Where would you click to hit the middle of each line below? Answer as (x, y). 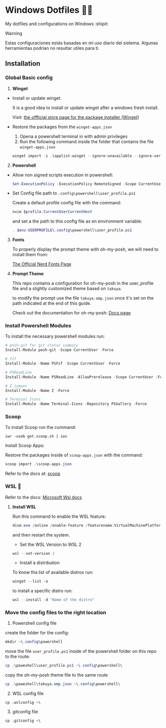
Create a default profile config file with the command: (67, 203)
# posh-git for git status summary (42, 345)
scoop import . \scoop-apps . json (38, 464)
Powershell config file (34, 623)
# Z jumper (16, 386)
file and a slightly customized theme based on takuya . (67, 289)
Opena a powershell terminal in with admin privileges (73, 136)
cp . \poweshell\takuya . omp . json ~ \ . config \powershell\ (63, 684)
